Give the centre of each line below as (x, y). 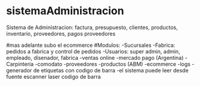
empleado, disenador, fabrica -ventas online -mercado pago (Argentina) (95, 58)
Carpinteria (20, 64)
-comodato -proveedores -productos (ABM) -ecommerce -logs (113, 64)
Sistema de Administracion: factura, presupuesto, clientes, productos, (92, 27)
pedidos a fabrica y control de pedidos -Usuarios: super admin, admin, (93, 51)
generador (19, 70)
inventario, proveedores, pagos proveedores (61, 33)
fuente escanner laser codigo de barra (54, 77)
